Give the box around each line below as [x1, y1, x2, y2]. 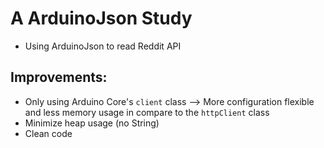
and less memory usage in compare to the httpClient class [24, 106, 270, 118]
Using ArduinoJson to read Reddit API [24, 40, 182, 52]
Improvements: [10, 69, 108, 86]
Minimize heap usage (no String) [24, 117, 160, 129]
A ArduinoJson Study [10, 7, 193, 30]
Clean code [24, 127, 73, 139]
